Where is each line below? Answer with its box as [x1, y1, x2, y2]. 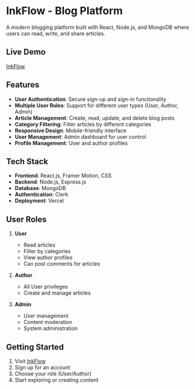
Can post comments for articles [23, 260, 100, 267]
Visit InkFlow [14, 358, 46, 364]
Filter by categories [23, 248, 71, 255]
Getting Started [6, 342, 64, 352]
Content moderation [23, 319, 72, 326]
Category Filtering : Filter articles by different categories [14, 120, 151, 128]
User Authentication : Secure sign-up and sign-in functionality [14, 96, 167, 103]
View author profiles [23, 254, 73, 261]
